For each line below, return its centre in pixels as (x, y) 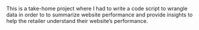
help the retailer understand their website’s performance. (77, 21)
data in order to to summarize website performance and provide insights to (99, 15)
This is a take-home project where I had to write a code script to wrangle (97, 9)
